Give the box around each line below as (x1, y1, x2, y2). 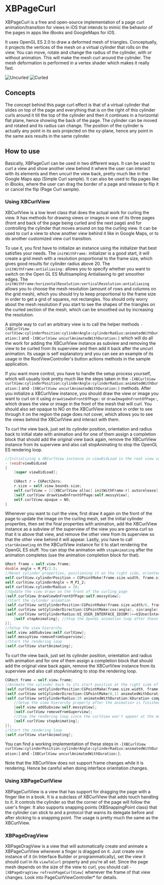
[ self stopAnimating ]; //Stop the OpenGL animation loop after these (14, 616, 159, 621)
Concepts (5, 89, 36, 97)
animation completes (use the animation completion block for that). (5, 552, 140, 558)
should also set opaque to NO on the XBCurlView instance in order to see (5, 406, 153, 412)
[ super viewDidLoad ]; (14, 470, 58, 475)
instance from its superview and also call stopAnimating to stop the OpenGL (5, 441, 158, 447)
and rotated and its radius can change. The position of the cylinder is (5, 122, 144, 128)
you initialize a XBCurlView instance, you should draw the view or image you (5, 390, 159, 396)
